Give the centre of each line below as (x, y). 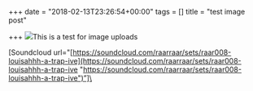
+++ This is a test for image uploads (73, 37)
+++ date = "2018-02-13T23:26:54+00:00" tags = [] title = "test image (127, 12)
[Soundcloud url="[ (41, 52)
